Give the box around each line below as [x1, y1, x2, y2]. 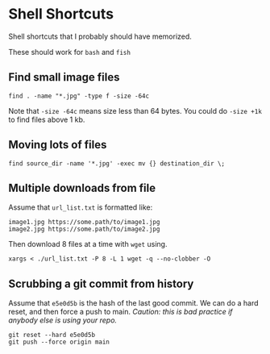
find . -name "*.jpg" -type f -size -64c [8, 92, 150, 100]
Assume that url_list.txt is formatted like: [8, 202, 153, 212]
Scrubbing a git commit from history [8, 277, 194, 290]
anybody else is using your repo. [8, 315, 118, 325]
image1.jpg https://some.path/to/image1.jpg [8, 219, 160, 227]
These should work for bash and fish [8, 47, 131, 56]
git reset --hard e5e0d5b [8, 331, 95, 339]
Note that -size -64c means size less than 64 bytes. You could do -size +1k [8, 106, 262, 115]
